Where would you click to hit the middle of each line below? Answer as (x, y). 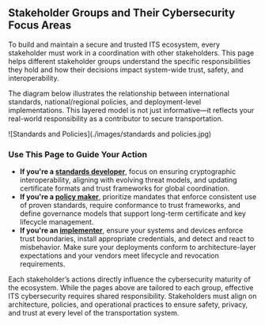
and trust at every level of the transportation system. (94, 313)
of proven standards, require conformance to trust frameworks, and (130, 206)
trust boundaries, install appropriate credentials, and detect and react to (137, 239)
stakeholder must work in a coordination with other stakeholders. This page (131, 53)
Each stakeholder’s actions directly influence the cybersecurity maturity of (129, 279)
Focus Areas (40, 26)
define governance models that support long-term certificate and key (133, 214)
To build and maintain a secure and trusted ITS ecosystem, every (114, 44)
